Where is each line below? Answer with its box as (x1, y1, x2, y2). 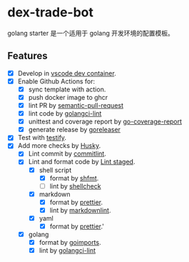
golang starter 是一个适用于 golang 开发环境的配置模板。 (7, 29, 175, 37)
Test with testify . (17, 133, 66, 142)
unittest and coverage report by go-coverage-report (28, 117, 183, 126)
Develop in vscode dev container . (17, 69, 116, 77)
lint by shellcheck (49, 181, 101, 190)
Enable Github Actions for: (17, 76, 95, 86)
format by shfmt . (49, 173, 99, 182)
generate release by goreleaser (28, 126, 121, 134)
